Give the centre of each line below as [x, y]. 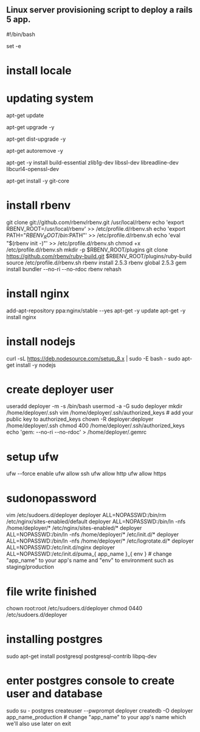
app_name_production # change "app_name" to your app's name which [96, 717]
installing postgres [55, 639]
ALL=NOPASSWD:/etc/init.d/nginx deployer [61, 547]
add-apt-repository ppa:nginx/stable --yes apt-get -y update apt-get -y [96, 311]
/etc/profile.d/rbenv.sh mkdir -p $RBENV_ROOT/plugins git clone [87, 250]
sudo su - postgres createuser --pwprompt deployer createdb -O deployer [100, 711]
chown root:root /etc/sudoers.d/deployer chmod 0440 [74, 608]
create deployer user [60, 389]
